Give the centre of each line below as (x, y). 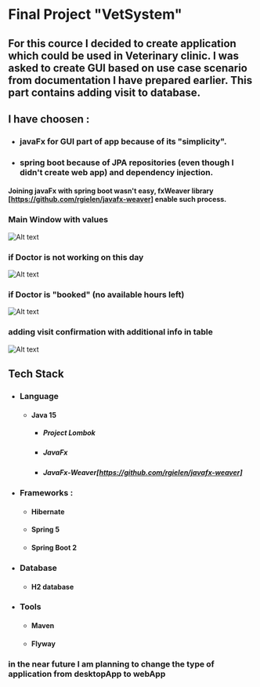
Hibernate (48, 511)
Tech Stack (36, 373)
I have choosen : (49, 119)
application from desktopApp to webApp (87, 674)
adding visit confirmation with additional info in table (110, 332)
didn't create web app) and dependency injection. (116, 172)
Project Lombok (69, 433)
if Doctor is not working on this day (76, 257)
